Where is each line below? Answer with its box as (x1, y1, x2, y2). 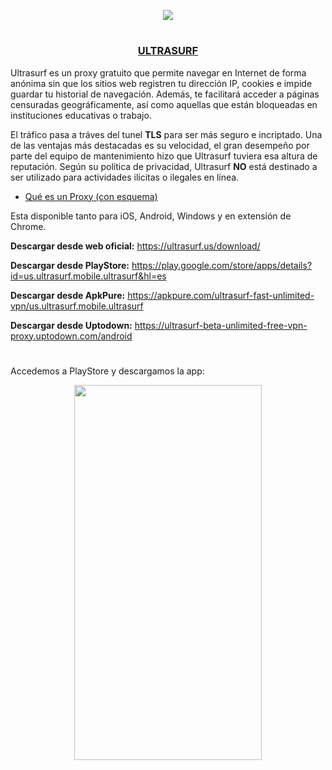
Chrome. (10, 220, 47, 232)
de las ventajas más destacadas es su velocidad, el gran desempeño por (10, 139, 310, 151)
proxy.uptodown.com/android (10, 330, 133, 342)
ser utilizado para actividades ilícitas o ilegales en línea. (10, 171, 240, 183)
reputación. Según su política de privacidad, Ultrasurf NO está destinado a (10, 160, 318, 172)
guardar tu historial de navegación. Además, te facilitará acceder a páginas (10, 88, 320, 100)
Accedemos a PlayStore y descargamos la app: (10, 365, 205, 377)
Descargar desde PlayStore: (10, 259, 130, 271)
